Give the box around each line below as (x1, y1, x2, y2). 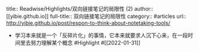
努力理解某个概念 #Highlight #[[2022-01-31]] (30, 39, 140, 46)
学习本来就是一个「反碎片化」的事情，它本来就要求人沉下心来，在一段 (14, 32, 188, 39)
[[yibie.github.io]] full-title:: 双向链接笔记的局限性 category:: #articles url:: (6, 13, 186, 20)
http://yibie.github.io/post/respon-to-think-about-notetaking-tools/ (6, 20, 170, 26)
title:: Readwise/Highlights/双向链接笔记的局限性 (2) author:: (6, 5, 154, 12)
